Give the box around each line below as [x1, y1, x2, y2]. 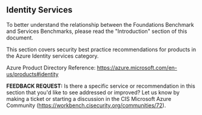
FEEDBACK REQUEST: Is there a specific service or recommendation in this [6, 82, 195, 89]
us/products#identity [6, 70, 59, 78]
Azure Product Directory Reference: [6, 64, 96, 71]
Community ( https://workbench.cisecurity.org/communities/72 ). [6, 102, 166, 109]
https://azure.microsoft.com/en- [96, 64, 178, 71]
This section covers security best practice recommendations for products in [6, 46, 196, 53]
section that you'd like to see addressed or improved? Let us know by [6, 88, 180, 96]
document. [6, 33, 33, 41]
